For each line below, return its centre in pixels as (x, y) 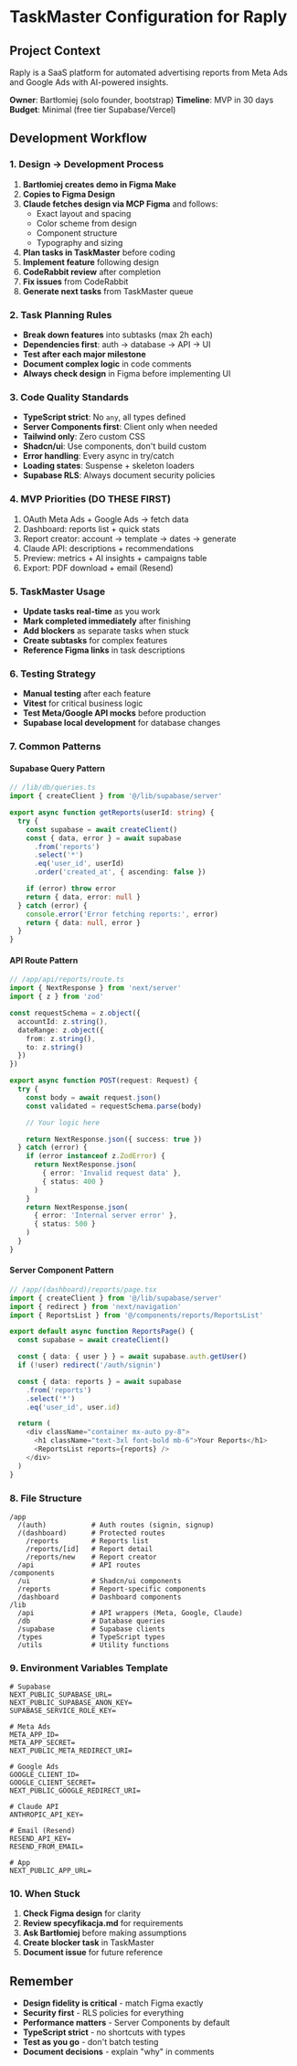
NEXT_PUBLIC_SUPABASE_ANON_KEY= (71, 1703)
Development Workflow (79, 138)
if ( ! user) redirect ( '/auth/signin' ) (90, 1365)
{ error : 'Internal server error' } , (106, 1216)
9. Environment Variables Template (89, 1667)
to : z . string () (55, 1047)
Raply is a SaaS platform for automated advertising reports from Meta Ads (148, 72)
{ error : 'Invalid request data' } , (112, 1173)
